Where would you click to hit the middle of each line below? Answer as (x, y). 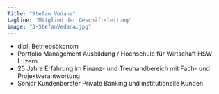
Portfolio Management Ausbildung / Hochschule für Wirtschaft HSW (115, 54)
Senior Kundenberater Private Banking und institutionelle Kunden (110, 84)
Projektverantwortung (49, 76)
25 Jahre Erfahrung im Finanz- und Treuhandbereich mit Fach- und (113, 69)
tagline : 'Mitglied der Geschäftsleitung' (70, 20)
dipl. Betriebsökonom (48, 47)
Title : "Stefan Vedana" (42, 14)
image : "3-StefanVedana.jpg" (49, 26)
